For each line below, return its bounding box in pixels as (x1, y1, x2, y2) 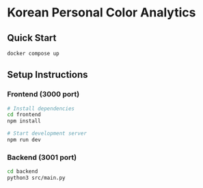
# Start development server (7, 130, 87, 137)
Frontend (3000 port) (7, 90, 80, 99)
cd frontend (7, 111, 41, 118)
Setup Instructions (7, 69, 88, 81)
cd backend (7, 168, 38, 175)
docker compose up (7, 50, 59, 57)
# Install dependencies (7, 105, 75, 112)
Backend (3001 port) (7, 152, 77, 162)
